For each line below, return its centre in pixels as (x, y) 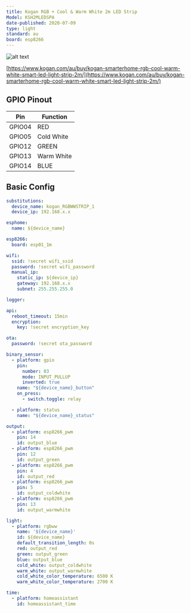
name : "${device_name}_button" (56, 388)
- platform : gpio (33, 360)
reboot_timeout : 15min (40, 316)
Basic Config (30, 187)
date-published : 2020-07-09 (41, 23)
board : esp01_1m (32, 244)
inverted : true (41, 382)
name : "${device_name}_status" (56, 415)
